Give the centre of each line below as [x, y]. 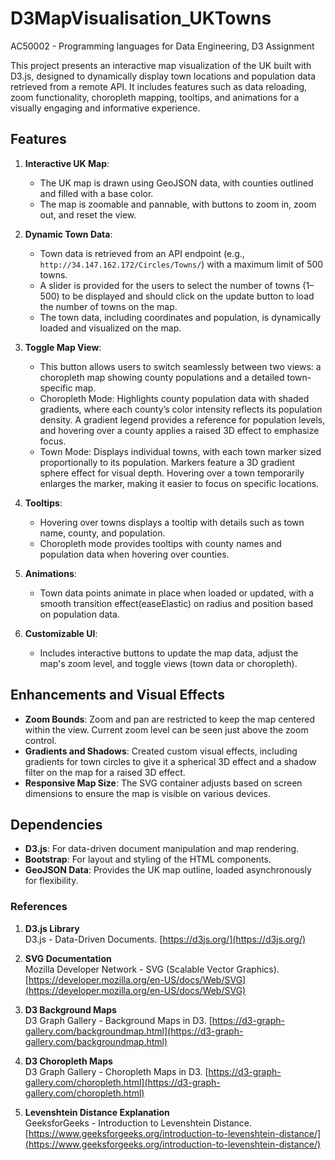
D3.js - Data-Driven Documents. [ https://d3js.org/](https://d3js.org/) [165, 939]
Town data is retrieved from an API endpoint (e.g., [142, 253]
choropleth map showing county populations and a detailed [162, 377]
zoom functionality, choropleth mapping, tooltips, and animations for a [155, 97]
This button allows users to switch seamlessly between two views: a [180, 366]
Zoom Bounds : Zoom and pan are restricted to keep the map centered [169, 719]
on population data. [79, 614]
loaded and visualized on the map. [110, 328]
